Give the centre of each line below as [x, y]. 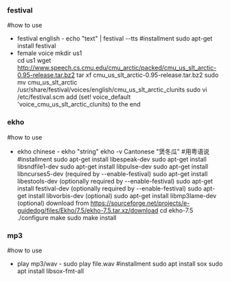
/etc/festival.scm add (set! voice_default [74, 97]
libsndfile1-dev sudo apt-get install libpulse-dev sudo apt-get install [112, 166]
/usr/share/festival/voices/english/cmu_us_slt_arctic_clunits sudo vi [112, 90]
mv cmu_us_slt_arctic [47, 83]
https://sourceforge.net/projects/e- [140, 203]
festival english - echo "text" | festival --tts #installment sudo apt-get [115, 39]
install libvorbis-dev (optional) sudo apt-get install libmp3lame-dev [123, 195]
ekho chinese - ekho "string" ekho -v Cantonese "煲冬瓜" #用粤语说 [113, 151]
